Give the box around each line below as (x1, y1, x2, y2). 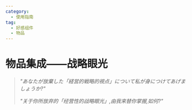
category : (5, 8, 30, 15)
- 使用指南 (11, 14, 34, 20)
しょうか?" (19, 85, 46, 92)
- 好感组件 (11, 25, 34, 31)
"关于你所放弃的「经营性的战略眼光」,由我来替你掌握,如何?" (19, 98, 164, 105)
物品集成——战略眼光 (5, 57, 109, 71)
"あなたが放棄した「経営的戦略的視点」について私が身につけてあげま (19, 78, 186, 85)
